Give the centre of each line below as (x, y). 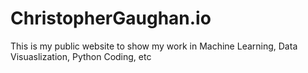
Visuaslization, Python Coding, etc (81, 56)
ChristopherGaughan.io (111, 18)
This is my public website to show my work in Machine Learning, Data (154, 46)
